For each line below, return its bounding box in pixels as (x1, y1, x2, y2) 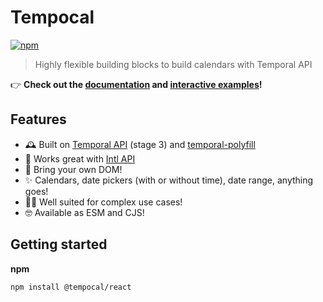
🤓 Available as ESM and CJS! (24, 206, 145, 218)
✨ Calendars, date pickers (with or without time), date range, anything (24, 174, 314, 186)
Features (10, 111, 67, 128)
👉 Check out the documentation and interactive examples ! (10, 78, 263, 90)
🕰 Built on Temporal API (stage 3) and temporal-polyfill (24, 138, 256, 150)
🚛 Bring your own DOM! (24, 163, 123, 175)
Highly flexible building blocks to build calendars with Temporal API (34, 58, 313, 70)
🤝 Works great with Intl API (24, 152, 136, 165)
